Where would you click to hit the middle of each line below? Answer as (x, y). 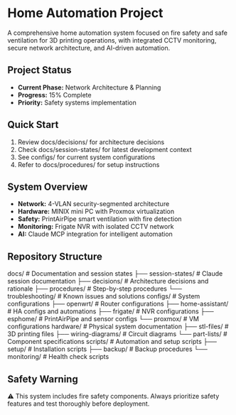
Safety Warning (43, 379)
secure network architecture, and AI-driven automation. (89, 48)
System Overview (48, 187)
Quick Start (33, 125)
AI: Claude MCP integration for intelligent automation (95, 234)
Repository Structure (55, 256)
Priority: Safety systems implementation (77, 102)
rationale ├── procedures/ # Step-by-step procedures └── (95, 289)
